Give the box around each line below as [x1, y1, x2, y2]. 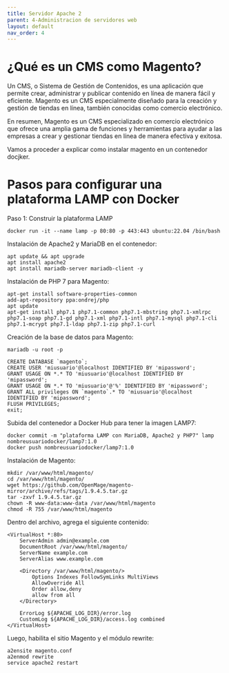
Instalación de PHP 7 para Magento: [7, 277, 109, 286]
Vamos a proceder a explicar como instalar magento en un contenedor [7, 146, 208, 154]
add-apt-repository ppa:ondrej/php [7, 297, 110, 304]
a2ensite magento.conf [7, 647, 72, 654]
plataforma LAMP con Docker [7, 191, 179, 207]
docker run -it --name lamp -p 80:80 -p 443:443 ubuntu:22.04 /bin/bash [7, 228, 221, 235]
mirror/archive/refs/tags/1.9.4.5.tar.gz [7, 488, 128, 495]
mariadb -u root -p [7, 347, 63, 353]
